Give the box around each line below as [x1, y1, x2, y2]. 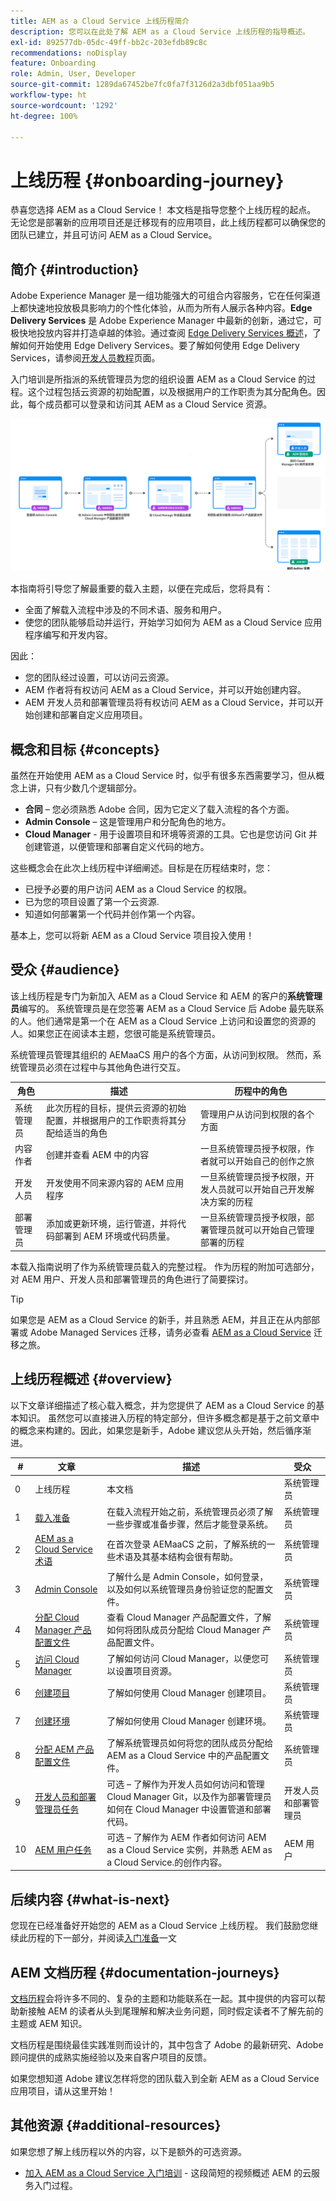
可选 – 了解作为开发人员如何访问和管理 [106, 1778, 265, 1790]
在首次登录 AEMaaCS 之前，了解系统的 [106, 1538, 267, 1550]
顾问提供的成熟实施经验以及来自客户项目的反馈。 [10, 2051, 212, 2064]
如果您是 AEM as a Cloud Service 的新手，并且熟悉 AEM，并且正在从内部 [10, 1313, 312, 1325]
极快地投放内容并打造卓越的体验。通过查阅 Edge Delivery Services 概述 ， [10, 327, 313, 339]
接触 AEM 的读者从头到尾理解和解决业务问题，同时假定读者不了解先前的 [27, 2005, 324, 2017]
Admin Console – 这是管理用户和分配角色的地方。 [24, 816, 232, 828]
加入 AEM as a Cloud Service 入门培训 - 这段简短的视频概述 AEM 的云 [24, 2166, 312, 2179]
